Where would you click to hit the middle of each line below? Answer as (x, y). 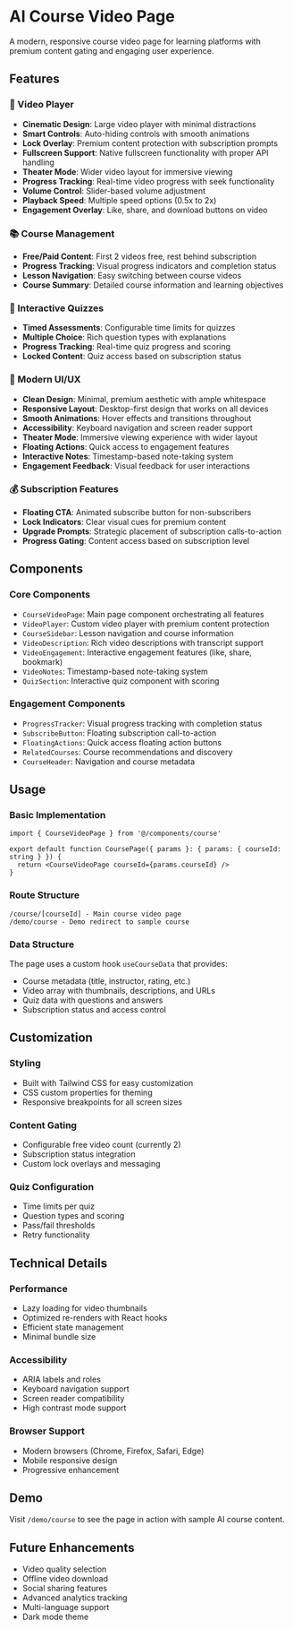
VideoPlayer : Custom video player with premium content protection (146, 624)
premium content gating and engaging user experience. (112, 50)
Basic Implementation (58, 815)
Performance (39, 1289)
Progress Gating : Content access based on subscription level (136, 540)
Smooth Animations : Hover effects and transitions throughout (137, 418)
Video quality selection (64, 1569)
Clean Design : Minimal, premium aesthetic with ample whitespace (144, 399)
